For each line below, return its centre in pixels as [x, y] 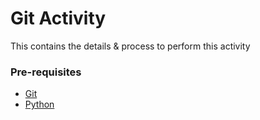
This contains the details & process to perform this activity [130, 46]
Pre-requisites [46, 72]
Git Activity [58, 18]
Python [39, 104]
